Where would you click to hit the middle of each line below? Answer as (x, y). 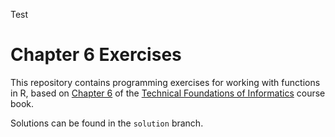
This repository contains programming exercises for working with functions (165, 82)
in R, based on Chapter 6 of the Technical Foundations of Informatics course (168, 93)
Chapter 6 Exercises (96, 55)
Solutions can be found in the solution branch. (107, 123)
